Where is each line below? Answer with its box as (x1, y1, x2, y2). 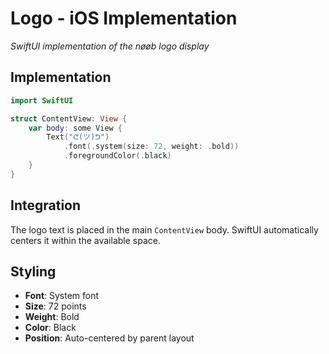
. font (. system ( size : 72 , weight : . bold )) (63, 142, 240, 152)
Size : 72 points (24, 300, 87, 312)
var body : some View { (28, 123, 123, 133)
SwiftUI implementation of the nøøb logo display (10, 40, 210, 52)
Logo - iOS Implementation (10, 7, 238, 30)
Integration (10, 197, 82, 214)
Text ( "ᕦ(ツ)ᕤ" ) (46, 132, 110, 142)
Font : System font (24, 290, 100, 302)
